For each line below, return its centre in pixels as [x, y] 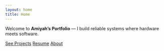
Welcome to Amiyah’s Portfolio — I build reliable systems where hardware [82, 28]
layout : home [19, 10]
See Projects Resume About [34, 43]
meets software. [22, 34]
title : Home [18, 14]
